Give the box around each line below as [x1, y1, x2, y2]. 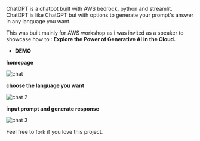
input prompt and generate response [6, 105, 100, 112]
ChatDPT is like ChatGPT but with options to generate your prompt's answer [6, 11, 194, 19]
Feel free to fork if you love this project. [6, 128, 103, 135]
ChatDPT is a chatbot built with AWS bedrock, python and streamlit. [6, 5, 173, 12]
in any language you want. [6, 18, 71, 24]
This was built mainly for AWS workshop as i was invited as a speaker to [6, 29, 184, 36]
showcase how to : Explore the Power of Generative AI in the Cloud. [6, 36, 176, 42]
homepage [6, 59, 34, 66]
